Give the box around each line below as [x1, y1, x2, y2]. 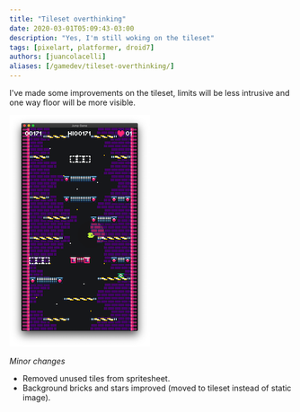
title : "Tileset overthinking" [9, 14, 127, 23]
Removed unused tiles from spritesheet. [22, 373, 171, 383]
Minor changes [9, 355, 66, 366]
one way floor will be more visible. [9, 97, 137, 108]
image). [22, 392, 51, 403]
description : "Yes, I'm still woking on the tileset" [9, 33, 216, 42]
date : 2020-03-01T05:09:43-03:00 [9, 23, 135, 33]
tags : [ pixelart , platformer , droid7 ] [9, 43, 154, 52]
